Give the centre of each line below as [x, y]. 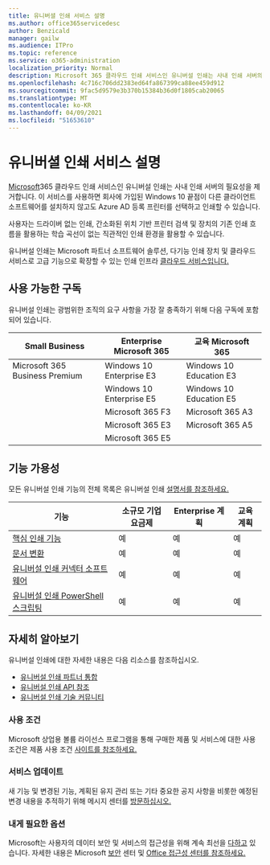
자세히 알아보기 [44, 639]
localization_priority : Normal [61, 68]
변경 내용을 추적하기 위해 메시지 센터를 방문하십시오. [90, 801]
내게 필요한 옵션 [37, 823]
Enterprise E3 [131, 375]
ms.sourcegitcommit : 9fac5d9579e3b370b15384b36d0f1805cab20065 [117, 90]
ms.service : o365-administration [64, 61]
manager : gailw [34, 38]
